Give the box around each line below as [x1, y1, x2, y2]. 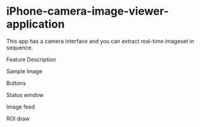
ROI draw [6, 115, 30, 122]
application [6, 17, 65, 31]
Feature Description [6, 56, 56, 63]
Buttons [6, 79, 26, 87]
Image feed [6, 103, 35, 111]
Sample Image [6, 67, 43, 74]
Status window [6, 91, 44, 98]
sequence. [6, 44, 34, 51]
